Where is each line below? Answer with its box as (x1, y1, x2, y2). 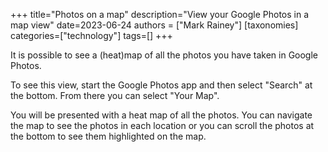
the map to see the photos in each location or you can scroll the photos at (10, 120, 315, 131)
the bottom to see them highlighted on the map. (10, 130, 207, 142)
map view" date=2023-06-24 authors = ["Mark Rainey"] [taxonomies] (10, 19, 299, 31)
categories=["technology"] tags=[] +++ (10, 30, 173, 41)
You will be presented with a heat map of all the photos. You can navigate (10, 109, 313, 121)
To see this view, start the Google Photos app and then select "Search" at (10, 79, 313, 91)
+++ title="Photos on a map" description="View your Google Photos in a (10, 9, 310, 20)
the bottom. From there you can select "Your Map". (10, 90, 220, 101)
